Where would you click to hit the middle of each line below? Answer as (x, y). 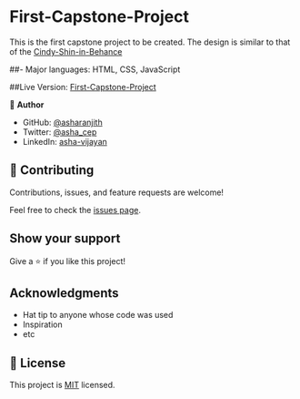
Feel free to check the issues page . (75, 210)
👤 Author (27, 104)
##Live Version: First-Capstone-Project (83, 87)
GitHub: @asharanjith (62, 122)
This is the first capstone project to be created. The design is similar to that (150, 42)
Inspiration (42, 324)
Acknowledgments (65, 293)
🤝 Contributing (52, 170)
